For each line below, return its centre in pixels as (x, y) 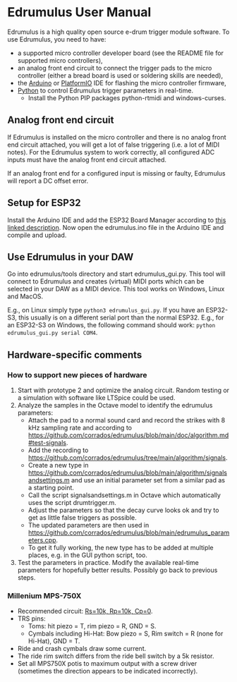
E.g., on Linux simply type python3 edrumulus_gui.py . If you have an (106, 310)
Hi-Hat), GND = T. (54, 641)
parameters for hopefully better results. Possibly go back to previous (117, 570)
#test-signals (47, 443)
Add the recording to (58, 450)
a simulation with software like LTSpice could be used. (96, 398)
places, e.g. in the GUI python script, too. (88, 555)
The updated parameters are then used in (89, 525)
